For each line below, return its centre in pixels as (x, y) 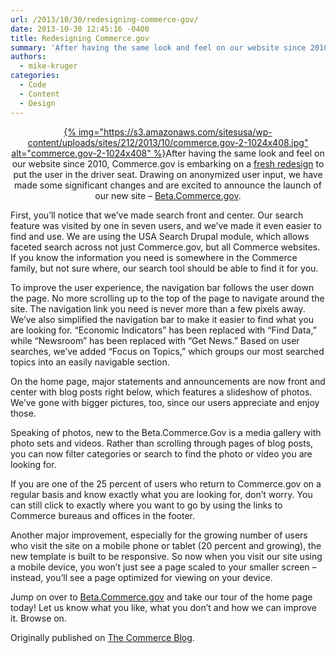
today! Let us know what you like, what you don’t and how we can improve (163, 607)
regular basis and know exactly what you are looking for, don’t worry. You (161, 494)
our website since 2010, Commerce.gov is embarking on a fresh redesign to (168, 163)
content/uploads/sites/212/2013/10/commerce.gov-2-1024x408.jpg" (168, 142)
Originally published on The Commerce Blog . (102, 637)
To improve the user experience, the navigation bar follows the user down (162, 287)
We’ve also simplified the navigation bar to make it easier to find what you (162, 319)
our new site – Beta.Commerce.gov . (168, 195)
